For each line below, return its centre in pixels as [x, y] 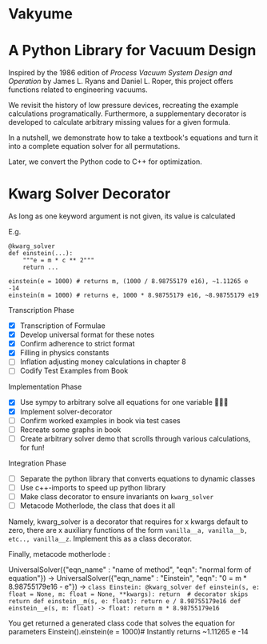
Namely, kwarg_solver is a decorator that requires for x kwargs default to [128, 522]
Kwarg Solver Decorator [90, 194]
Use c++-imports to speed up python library [93, 487]
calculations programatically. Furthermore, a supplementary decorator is [128, 114]
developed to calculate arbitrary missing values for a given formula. [119, 122]
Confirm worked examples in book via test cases [100, 420]
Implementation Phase [45, 387]
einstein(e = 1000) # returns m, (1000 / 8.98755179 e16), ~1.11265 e [128, 282]
